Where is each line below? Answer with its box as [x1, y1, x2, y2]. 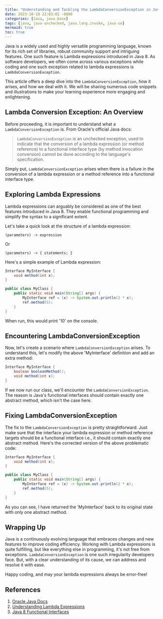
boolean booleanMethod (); [14, 369, 66, 374]
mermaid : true [5, 25, 34, 30]
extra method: [5, 355, 33, 361]
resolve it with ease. [5, 562, 45, 568]
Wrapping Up [5, 523, 46, 531]
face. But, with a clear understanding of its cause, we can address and [5, 557, 147, 563]
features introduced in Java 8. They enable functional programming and [5, 208, 149, 214]
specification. [16, 156, 45, 162]
